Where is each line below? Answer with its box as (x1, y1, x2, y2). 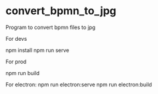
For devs (5, 35, 27, 42)
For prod (5, 58, 27, 65)
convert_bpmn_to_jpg (5, 4, 116, 18)
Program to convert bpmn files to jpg (5, 24, 96, 31)
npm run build (5, 69, 40, 76)
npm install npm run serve (5, 46, 69, 54)
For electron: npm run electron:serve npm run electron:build (5, 81, 152, 88)
